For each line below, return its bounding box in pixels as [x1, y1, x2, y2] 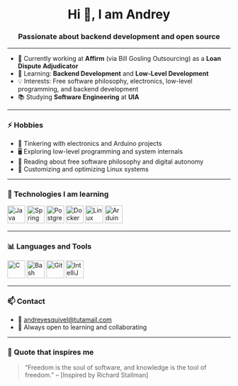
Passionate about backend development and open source [17, 32, 221, 42]
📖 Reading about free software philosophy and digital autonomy [17, 157, 204, 166]
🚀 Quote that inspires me [7, 347, 94, 357]
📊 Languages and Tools [7, 242, 92, 251]
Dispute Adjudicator [17, 62, 79, 70]
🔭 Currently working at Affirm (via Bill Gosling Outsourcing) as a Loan [17, 55, 222, 63]
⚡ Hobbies [7, 120, 44, 130]
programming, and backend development [17, 85, 139, 93]
